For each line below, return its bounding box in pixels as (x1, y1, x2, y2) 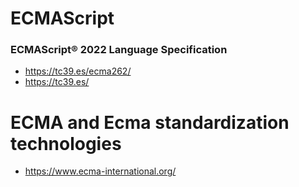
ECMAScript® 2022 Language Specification (10, 43, 228, 57)
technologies (10, 132, 122, 155)
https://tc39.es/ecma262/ (24, 65, 132, 77)
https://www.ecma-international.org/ (24, 165, 177, 177)
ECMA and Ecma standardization (10, 111, 290, 134)
